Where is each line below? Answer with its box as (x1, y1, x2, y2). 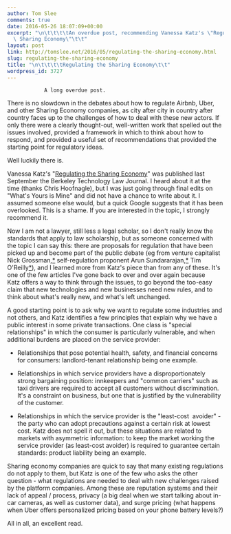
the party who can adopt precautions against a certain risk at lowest (16, 419, 211, 427)
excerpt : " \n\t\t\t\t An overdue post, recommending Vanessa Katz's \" (7, 29, 214, 37)
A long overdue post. (43, 87, 107, 94)
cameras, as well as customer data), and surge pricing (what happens (18, 498, 216, 506)
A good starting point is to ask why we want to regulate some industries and (7, 306, 223, 314)
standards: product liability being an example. (16, 449, 146, 457)
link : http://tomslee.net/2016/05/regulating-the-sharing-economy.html (7, 49, 217, 56)
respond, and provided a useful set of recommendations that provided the (7, 135, 217, 143)
